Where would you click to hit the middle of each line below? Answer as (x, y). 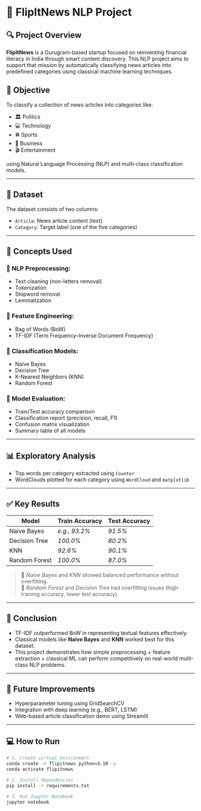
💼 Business (29, 143)
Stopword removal (37, 294)
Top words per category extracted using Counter (74, 473)
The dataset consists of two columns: (52, 209)
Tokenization (31, 288)
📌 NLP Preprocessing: (39, 268)
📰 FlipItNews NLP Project (69, 12)
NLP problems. (47, 664)
